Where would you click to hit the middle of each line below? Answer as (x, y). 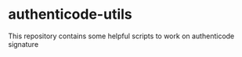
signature (23, 44)
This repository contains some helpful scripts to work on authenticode (121, 36)
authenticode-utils (70, 14)
